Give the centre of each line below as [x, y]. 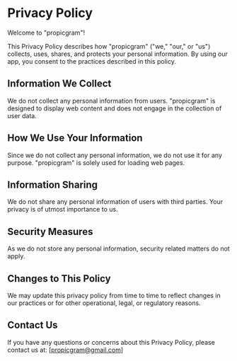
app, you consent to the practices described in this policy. [92, 61]
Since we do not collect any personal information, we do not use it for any [115, 155]
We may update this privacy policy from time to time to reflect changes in [114, 296]
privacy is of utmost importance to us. [63, 210]
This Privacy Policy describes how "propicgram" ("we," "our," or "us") [109, 46]
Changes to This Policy [59, 279]
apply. [16, 256]
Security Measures [50, 231]
